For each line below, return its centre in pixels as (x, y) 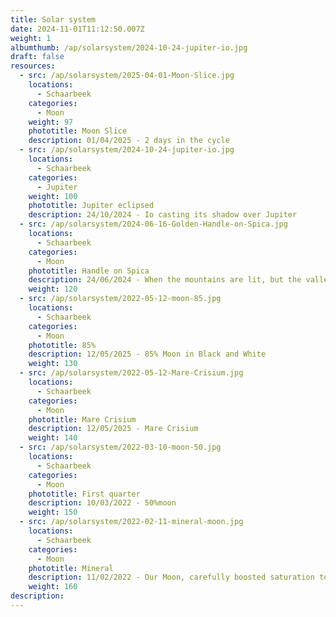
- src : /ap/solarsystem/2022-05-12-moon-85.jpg (120, 299)
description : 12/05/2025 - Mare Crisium (113, 429)
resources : (33, 66)
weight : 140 (53, 438)
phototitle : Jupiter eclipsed (91, 206)
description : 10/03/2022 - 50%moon (102, 503)
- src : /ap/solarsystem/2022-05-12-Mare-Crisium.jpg (131, 373)
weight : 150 (53, 512)
